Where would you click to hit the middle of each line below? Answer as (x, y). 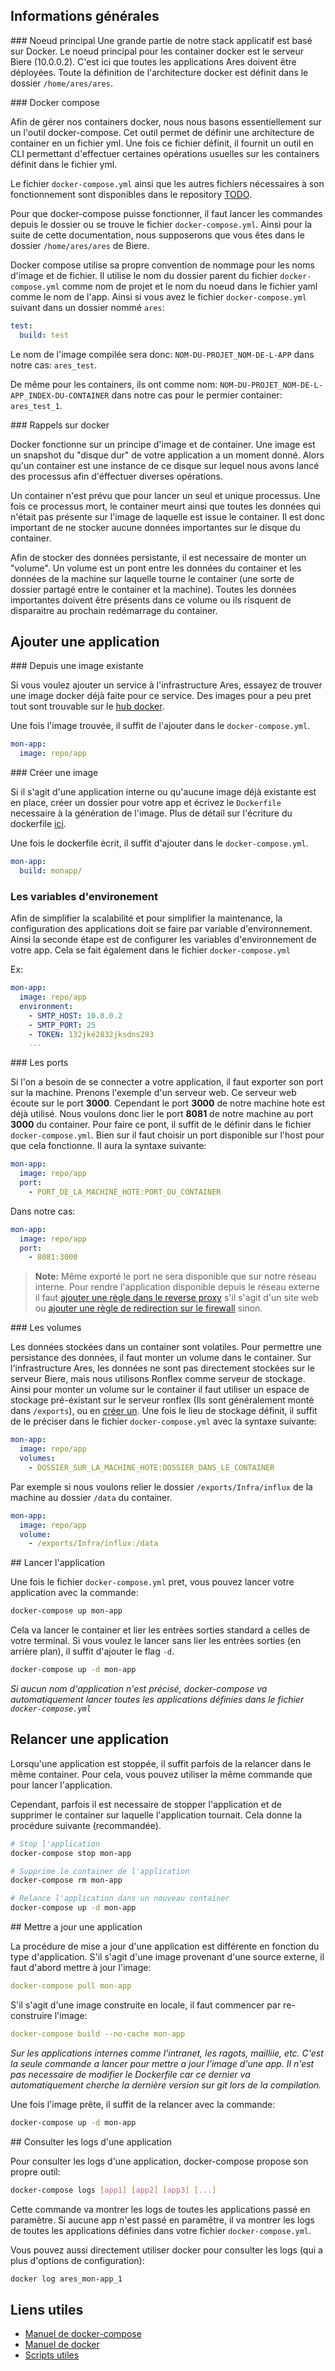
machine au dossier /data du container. (91, 1497)
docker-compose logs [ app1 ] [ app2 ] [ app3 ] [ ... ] (113, 2190)
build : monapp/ (51, 871)
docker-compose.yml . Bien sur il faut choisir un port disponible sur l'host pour (167, 1135)
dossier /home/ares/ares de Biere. (80, 245)
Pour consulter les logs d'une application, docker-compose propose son (159, 2161)
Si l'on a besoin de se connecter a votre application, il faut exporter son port (167, 1082)
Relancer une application (90, 1739)
